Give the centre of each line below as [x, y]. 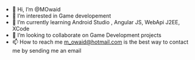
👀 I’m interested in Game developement [62, 16]
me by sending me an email [47, 51]
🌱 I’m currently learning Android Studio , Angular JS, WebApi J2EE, [96, 22]
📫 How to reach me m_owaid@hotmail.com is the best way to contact [100, 42]
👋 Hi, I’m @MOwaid [36, 9]
